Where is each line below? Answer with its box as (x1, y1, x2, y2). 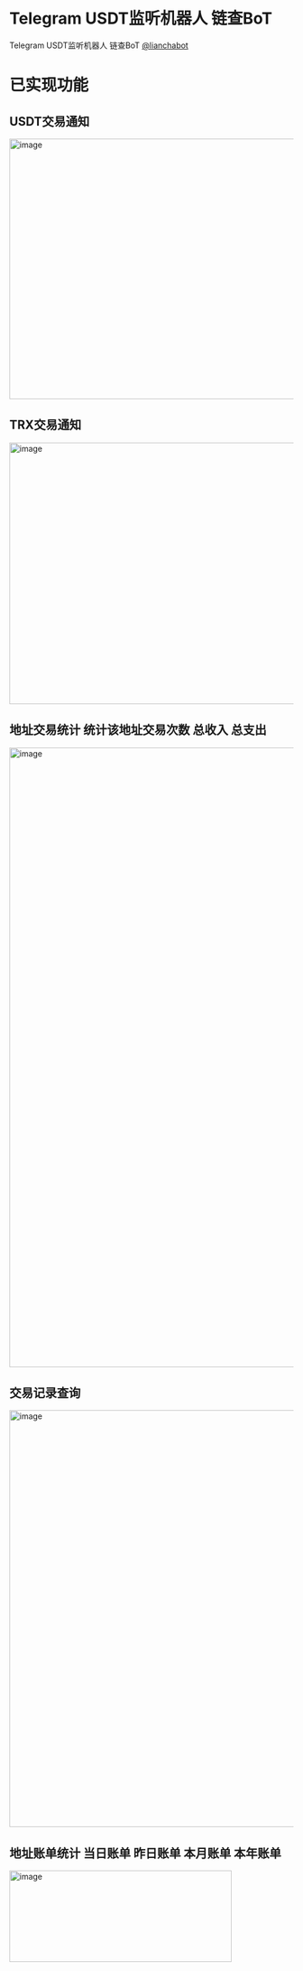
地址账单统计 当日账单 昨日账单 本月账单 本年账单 (9, 1845, 281, 1861)
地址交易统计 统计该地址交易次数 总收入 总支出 (9, 722, 267, 737)
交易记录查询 (9, 1384, 81, 1401)
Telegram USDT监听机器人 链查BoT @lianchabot (9, 40, 189, 51)
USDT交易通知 (9, 114, 90, 129)
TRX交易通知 (9, 418, 82, 433)
